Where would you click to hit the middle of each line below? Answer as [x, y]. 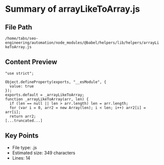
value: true [22, 86]
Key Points [22, 136]
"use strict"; [20, 73]
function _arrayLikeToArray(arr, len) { [47, 99]
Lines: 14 [21, 158]
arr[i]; [13, 112]
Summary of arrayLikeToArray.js [72, 9]
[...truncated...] [24, 121]
